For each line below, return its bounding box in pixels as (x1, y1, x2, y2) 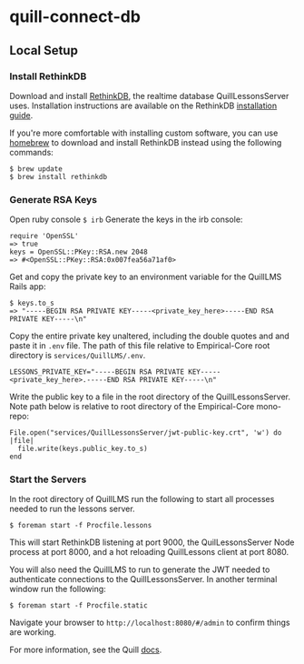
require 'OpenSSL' (9, 232, 79, 241)
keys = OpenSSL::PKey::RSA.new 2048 (9, 247, 148, 257)
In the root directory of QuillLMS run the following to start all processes (9, 494, 275, 505)
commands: (9, 146, 54, 157)
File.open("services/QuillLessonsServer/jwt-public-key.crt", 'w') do (9, 428, 282, 438)
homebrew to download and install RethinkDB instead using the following (9, 136, 282, 147)
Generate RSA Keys (9, 193, 98, 206)
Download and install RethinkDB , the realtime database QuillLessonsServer (9, 90, 289, 101)
